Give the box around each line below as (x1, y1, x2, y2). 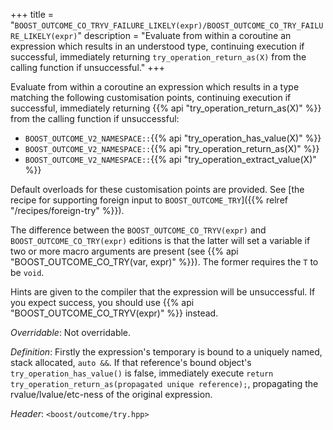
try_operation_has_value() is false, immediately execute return (10, 367, 274, 379)
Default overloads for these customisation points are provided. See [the (10, 184, 305, 195)
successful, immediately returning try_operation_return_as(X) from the (10, 51, 307, 63)
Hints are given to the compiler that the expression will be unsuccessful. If (10, 286, 316, 298)
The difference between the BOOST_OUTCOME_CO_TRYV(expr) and (10, 224, 267, 236)
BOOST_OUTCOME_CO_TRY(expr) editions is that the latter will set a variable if (10, 235, 311, 246)
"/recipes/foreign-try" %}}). (10, 205, 125, 216)
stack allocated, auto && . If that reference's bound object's (10, 357, 252, 368)
